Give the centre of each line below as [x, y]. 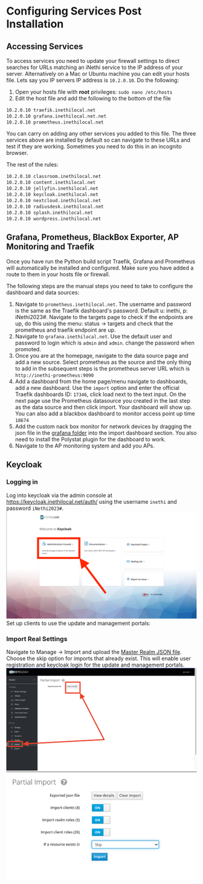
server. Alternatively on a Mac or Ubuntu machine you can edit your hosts [98, 74]
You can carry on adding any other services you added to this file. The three [101, 134]
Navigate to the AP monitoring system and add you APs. [85, 446]
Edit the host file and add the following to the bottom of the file [93, 98]
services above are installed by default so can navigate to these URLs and [98, 140]
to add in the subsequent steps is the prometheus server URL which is [102, 368]
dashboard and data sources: [43, 292]
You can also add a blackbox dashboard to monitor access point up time [105, 414]
